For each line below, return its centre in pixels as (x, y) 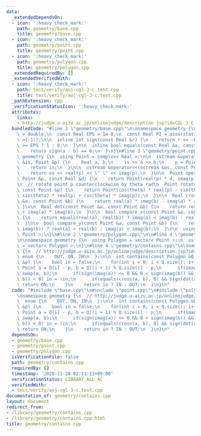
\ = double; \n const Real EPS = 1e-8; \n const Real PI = (92, 134)
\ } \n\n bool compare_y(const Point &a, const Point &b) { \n (98, 223)
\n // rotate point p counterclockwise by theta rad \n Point (98, 184)
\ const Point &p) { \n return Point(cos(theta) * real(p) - (98, 190)
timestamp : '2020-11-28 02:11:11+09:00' (63, 374)
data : (13, 12)
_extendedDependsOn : (37, 17)
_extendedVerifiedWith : (41, 78)
